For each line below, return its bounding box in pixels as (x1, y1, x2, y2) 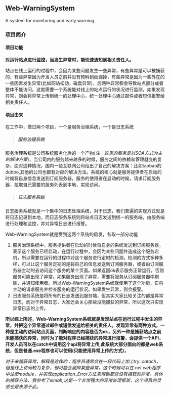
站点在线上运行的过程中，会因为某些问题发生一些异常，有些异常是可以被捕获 (5, 67, 165, 73)
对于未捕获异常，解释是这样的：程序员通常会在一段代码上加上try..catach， (5, 359, 161, 365)
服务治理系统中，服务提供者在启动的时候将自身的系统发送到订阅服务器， (12, 242, 163, 248)
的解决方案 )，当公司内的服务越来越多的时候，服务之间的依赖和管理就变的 (5, 156, 158, 162)
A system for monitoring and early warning (5, 17, 95, 23)
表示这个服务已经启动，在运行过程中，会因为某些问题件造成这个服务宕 (12, 248, 159, 254)
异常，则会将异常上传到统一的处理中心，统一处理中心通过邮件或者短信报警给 (5, 93, 165, 99)
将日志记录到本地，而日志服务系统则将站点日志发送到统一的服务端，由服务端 (5, 214, 165, 221)
